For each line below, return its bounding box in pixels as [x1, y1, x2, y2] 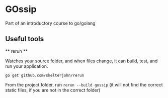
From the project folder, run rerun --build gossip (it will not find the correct [5, 81, 163, 87]
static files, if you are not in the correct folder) [5, 87, 101, 93]
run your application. [5, 63, 48, 69]
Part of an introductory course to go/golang [5, 20, 96, 26]
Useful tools [5, 35, 44, 43]
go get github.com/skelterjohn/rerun [5, 73, 85, 78]
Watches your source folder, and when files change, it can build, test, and [5, 58, 158, 64]
